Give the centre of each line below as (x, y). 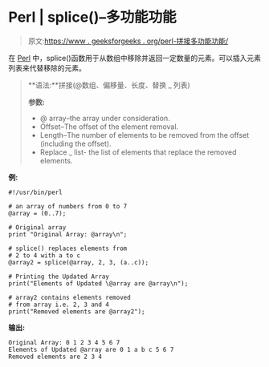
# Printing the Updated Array (59, 276)
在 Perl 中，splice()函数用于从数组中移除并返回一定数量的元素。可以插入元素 (134, 58)
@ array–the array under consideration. (105, 118)
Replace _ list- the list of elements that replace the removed (138, 152)
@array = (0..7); (37, 213)
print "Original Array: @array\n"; (68, 234)
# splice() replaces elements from (68, 248)
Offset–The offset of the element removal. (109, 127)
